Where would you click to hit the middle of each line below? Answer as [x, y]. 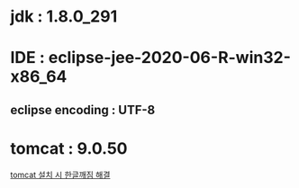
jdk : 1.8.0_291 [64, 17]
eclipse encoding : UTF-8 [83, 110]
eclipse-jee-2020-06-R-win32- [169, 58]
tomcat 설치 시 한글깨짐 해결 [60, 175]
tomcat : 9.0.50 [69, 148]
